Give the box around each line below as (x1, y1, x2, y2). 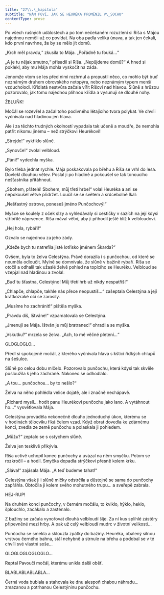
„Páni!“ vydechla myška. (5, 157, 54, 163)
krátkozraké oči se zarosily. (5, 294, 60, 300)
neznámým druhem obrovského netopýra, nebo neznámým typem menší (5, 79, 152, 85)
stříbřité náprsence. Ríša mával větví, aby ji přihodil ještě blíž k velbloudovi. (5, 216, 156, 222)
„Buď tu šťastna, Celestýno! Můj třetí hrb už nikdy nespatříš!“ (5, 279, 128, 285)
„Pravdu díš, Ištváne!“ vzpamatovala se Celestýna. (5, 312, 107, 319)
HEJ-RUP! (5, 492, 25, 498)
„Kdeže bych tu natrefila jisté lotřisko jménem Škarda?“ (5, 244, 116, 250)
